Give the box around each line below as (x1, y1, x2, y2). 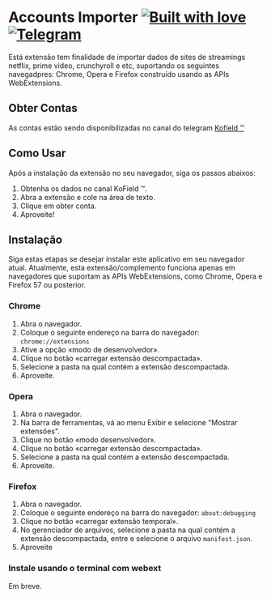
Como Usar (8, 147, 66, 160)
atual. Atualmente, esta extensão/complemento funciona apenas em (8, 263, 236, 273)
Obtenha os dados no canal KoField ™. (19, 183, 148, 194)
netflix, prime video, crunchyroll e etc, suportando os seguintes (8, 61, 220, 70)
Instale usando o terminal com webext (8, 563, 162, 574)
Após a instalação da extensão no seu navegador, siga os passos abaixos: (8, 168, 256, 177)
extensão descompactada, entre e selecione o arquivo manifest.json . (19, 534, 253, 544)
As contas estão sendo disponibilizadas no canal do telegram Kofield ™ (8, 122, 245, 133)
